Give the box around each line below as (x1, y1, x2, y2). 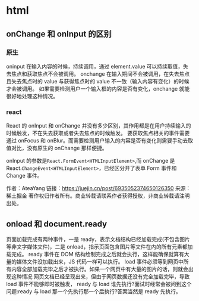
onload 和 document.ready (6, 219, 108, 229)
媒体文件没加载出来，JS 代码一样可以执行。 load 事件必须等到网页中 (16, 257, 184, 265)
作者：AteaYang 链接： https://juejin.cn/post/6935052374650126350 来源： (6, 185, 191, 192)
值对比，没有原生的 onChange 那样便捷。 (6, 144, 108, 152)
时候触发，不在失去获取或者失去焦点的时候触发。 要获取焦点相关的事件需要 (6, 129, 190, 137)
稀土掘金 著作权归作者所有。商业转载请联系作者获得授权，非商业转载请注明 (6, 192, 190, 200)
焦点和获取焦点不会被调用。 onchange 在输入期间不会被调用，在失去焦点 (11, 70, 190, 77)
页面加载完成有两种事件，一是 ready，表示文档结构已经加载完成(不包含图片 (6, 235, 190, 243)
